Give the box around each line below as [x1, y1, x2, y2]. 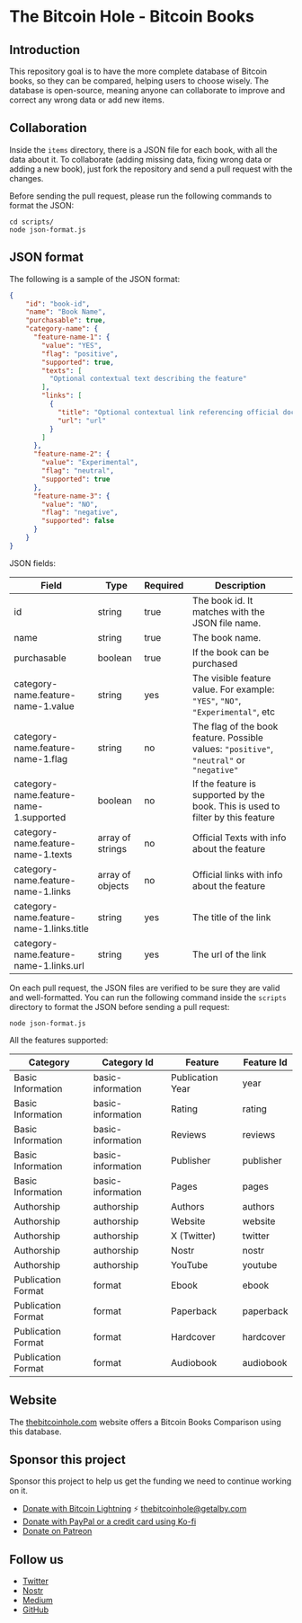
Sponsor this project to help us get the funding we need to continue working [9, 1476, 292, 1486]
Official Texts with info [191, 831, 287, 844]
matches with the [191, 605, 265, 617]
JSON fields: [9, 557, 57, 568]
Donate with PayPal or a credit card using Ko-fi [22, 1516, 197, 1527]
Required [143, 579, 184, 591]
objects [97, 879, 129, 891]
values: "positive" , [191, 742, 274, 755]
